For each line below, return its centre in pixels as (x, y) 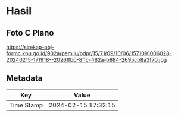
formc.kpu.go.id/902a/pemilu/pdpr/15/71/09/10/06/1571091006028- (89, 53)
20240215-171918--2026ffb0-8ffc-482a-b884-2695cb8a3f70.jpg (87, 60)
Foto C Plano (30, 33)
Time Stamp (26, 105)
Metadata (24, 78)
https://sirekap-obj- (30, 47)
